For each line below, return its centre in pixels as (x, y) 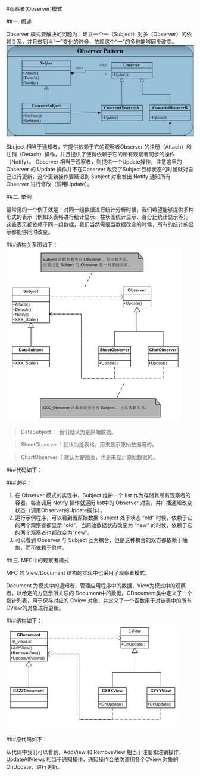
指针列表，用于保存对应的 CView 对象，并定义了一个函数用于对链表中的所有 (99, 601)
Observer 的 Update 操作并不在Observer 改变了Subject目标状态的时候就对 (97, 170)
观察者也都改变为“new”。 (62, 532)
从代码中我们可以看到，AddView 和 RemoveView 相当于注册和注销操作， (95, 752)
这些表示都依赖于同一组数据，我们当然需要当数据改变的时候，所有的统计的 (97, 224)
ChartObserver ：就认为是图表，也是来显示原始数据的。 (89, 457)
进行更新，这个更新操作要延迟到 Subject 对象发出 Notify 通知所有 (91, 177)
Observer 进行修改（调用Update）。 (50, 184)
